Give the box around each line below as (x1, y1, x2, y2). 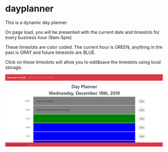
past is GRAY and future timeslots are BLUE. (5, 49, 96, 55)
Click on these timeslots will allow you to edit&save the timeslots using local (5, 59, 161, 65)
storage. (5, 64, 22, 70)
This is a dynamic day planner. (5, 19, 68, 25)
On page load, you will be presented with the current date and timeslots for (5, 29, 160, 35)
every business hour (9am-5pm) (5, 34, 72, 40)
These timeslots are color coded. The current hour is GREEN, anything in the (5, 44, 162, 50)
